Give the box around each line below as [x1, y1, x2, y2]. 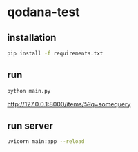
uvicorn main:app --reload [7, 138, 85, 145]
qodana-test [7, 4, 81, 20]
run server [7, 120, 54, 131]
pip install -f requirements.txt [7, 50, 103, 57]
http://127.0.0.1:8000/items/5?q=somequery [7, 99, 131, 108]
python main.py [7, 87, 51, 94]
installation [7, 32, 57, 44]
